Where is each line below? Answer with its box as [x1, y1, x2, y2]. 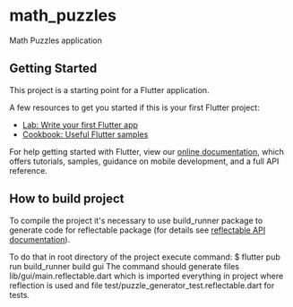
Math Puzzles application [9, 35, 103, 46]
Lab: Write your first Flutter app [22, 119, 139, 130]
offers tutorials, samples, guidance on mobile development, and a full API [9, 156, 280, 166]
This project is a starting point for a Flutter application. [9, 84, 210, 95]
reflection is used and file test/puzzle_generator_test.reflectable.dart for [9, 279, 275, 291]
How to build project [9, 192, 125, 207]
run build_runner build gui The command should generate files [9, 260, 240, 271]
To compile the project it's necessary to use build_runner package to [9, 215, 263, 226]
